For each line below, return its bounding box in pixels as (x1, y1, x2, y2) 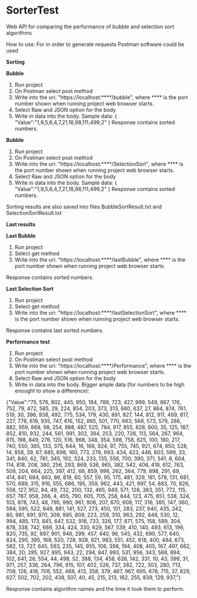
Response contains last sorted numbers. (6, 326, 104, 333)
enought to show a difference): (14, 387, 90, 394)
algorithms (6, 29, 32, 36)
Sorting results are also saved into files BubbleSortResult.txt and (6, 203, 162, 210)
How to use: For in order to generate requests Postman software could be (6, 41, 185, 48)
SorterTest (6, 4, 59, 17)
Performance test (6, 338, 50, 345)
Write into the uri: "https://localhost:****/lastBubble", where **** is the (14, 256, 186, 263)
